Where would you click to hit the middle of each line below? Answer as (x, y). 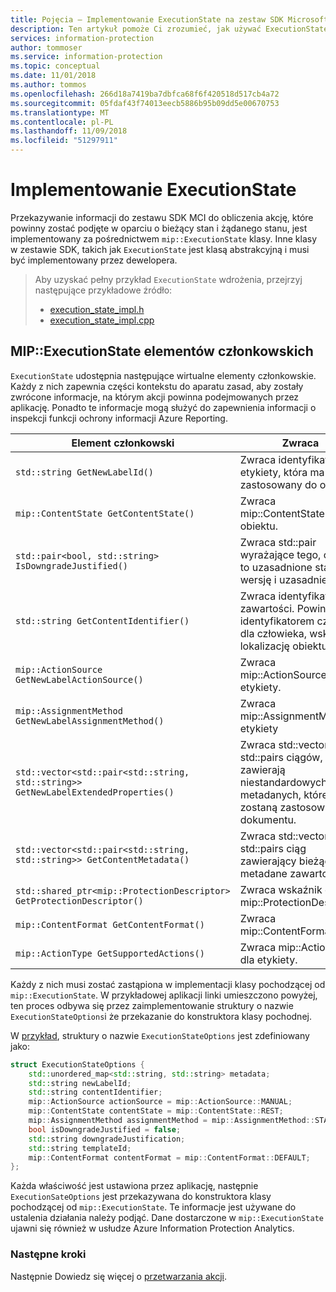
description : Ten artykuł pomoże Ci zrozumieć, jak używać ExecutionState (169, 29)
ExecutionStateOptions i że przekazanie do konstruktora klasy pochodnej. (161, 1016)
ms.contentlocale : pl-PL (62, 122)
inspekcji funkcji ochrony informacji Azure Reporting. (119, 418)
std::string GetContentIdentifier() (102, 620)
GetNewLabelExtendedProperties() (95, 792)
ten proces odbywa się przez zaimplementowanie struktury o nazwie (152, 1005)
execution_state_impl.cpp (102, 320)
